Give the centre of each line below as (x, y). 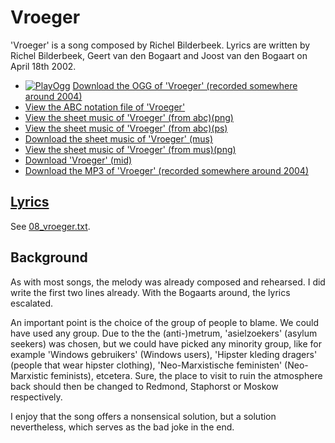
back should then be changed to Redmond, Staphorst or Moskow (144, 386)
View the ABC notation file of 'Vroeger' (105, 107)
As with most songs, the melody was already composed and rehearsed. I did (168, 282)
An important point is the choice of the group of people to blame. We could (165, 322)
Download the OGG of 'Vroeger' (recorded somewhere (185, 85)
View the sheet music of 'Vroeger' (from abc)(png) (129, 117)
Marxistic (29, 375)
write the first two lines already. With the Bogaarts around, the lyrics (150, 292)
